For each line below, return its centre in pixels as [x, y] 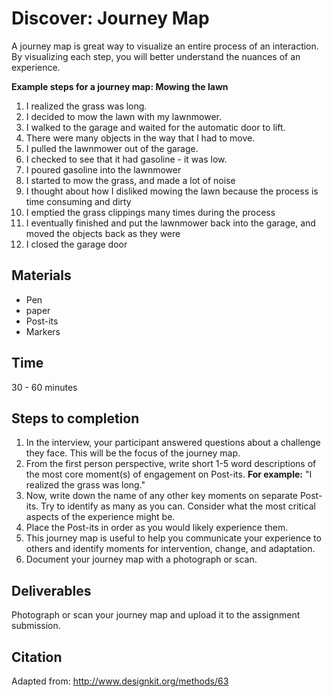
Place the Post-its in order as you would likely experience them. [157, 528]
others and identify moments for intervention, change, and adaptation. [170, 549]
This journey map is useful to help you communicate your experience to [173, 538]
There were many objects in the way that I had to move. [140, 138]
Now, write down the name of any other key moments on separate [162, 496]
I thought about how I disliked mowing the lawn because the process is [172, 191]
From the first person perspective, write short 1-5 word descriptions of [171, 464]
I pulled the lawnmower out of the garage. [112, 148]
